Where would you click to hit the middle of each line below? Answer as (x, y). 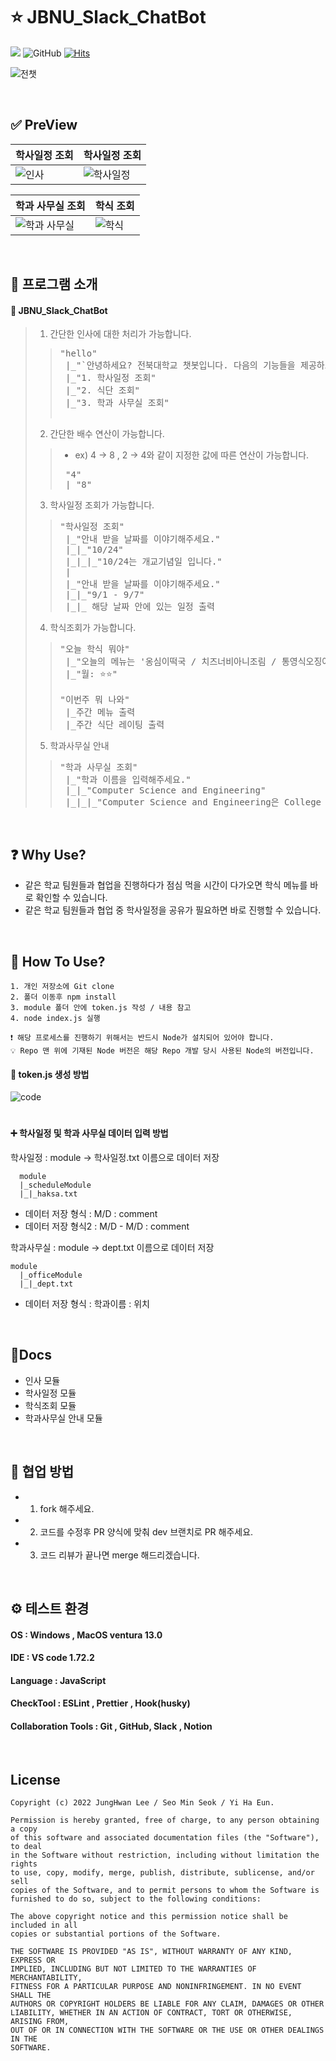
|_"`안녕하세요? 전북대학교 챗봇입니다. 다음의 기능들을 (180, 365)
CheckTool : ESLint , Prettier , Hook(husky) (100, 1703)
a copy (24, 1829)
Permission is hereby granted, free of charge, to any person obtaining (165, 1820)
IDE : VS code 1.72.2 (52, 1658)
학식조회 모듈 (50, 1405)
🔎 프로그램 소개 (54, 284)
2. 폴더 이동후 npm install (63, 997)
